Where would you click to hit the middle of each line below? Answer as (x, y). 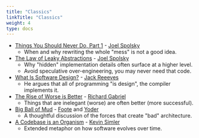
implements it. (41, 90)
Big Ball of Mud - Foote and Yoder (57, 109)
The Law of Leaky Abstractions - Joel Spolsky (72, 58)
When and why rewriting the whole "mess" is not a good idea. (100, 52)
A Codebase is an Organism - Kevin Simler (67, 122)
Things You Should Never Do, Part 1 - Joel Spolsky (77, 46)
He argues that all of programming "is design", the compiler (97, 84)
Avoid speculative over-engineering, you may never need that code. (108, 71)
